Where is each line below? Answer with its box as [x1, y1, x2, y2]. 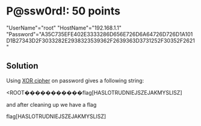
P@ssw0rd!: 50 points [6, 4, 120, 18]
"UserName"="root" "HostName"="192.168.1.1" [6, 24, 122, 31]
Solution [6, 61, 39, 71]
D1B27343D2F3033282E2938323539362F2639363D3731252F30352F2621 [6, 37, 196, 44]
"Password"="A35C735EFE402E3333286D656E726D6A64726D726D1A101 [6, 30, 193, 37]
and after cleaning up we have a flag [6, 101, 97, 108]
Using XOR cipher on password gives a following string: [6, 77, 144, 84]
